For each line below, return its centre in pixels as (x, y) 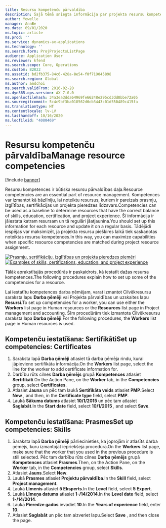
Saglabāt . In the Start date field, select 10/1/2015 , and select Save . (81, 406)
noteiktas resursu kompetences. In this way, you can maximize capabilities (80, 236)
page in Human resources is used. (40, 323)
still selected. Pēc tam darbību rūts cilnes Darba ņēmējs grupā (76, 457)
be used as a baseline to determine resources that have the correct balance (82, 210)
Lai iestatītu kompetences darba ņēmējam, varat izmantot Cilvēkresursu (78, 292)
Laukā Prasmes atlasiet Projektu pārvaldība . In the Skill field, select (82, 478)
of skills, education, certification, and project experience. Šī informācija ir (80, 216)
